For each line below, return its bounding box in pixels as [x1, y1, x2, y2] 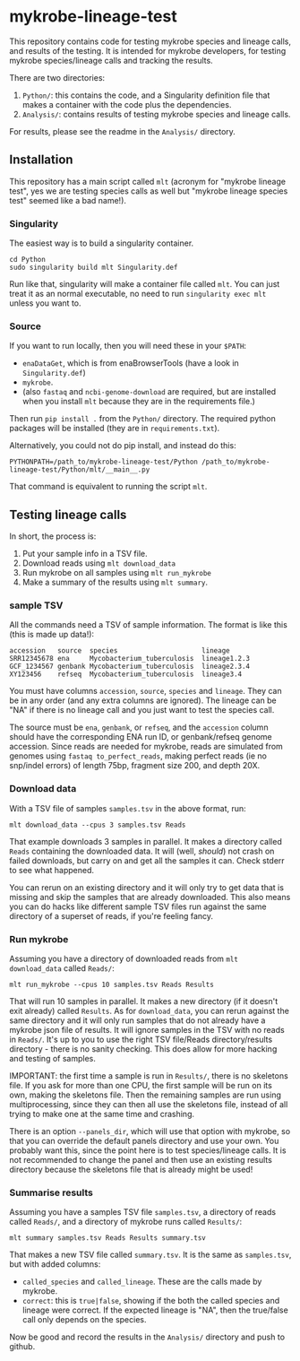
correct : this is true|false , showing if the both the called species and [21, 1296, 280, 1306]
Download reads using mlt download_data [21, 558, 176, 568]
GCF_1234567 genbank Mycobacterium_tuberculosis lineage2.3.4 [9, 662, 251, 672]
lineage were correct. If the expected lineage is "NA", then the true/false [21, 1305, 288, 1315]
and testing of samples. [9, 1053, 96, 1064]
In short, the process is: [9, 531, 97, 542]
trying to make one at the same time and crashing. [9, 1109, 195, 1120]
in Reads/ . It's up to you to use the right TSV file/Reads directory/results [9, 1034, 273, 1045]
